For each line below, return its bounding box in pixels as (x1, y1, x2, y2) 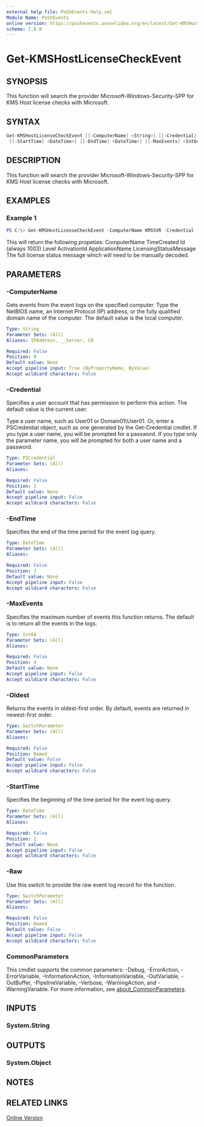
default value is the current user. (6, 406, 88, 413)
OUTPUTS (6, 1040, 46, 1050)
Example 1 (6, 214, 37, 222)
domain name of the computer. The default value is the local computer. (6, 314, 184, 321)
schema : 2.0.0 (6, 26, 42, 32)
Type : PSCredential (6, 455, 56, 462)
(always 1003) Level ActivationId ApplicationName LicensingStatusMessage (6, 245, 196, 253)
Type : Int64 (6, 631, 36, 637)
